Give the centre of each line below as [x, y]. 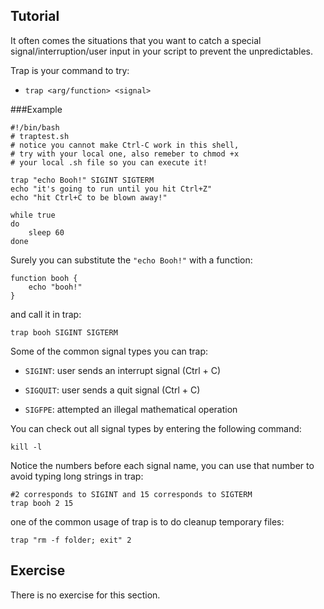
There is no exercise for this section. [85, 595]
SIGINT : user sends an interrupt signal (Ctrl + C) [123, 370]
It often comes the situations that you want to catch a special [136, 40]
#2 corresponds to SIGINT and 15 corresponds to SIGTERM [131, 494]
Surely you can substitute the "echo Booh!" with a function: [131, 260]
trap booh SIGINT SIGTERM [64, 332]
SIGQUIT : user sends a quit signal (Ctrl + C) [112, 390]
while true [33, 215]
